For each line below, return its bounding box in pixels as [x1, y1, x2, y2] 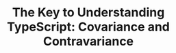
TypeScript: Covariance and [6, 19, 170, 35]
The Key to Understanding [12, 5, 165, 20]
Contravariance [42, 34, 134, 49]
